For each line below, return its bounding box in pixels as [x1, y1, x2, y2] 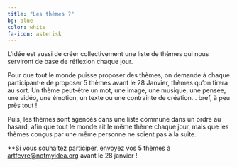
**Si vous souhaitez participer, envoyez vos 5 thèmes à [7, 144, 171, 153]
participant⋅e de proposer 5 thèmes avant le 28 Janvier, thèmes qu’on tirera [7, 79, 228, 87]
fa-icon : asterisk [7, 30, 62, 38]
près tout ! [7, 101, 38, 110]
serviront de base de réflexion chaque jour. [7, 58, 133, 66]
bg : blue [7, 17, 33, 24]
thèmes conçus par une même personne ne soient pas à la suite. [7, 130, 197, 139]
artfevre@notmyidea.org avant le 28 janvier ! [7, 151, 138, 160]
